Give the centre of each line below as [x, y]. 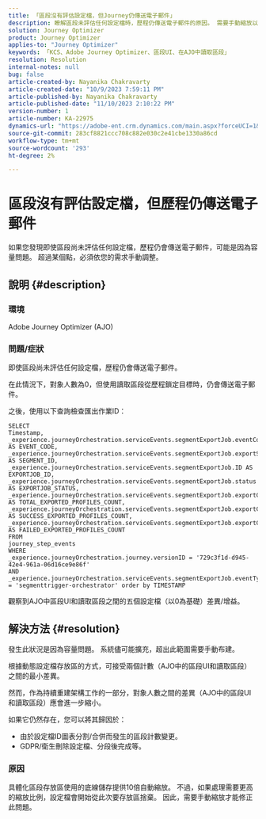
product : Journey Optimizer [55, 38]
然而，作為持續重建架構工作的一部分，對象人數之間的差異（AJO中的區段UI [130, 692]
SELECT [19, 426]
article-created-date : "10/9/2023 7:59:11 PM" [86, 89]
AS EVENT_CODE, [33, 447]
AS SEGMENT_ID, [33, 461]
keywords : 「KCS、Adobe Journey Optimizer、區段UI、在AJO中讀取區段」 [120, 52]
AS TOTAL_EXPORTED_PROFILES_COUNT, [67, 503]
